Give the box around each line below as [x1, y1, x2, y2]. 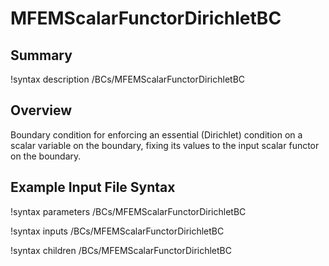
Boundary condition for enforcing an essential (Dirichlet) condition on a [10, 128, 303, 141]
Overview [10, 102, 73, 119]
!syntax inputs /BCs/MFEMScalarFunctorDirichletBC [10, 225, 225, 237]
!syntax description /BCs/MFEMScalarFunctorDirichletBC [10, 73, 246, 85]
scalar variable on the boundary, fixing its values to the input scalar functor [10, 139, 320, 151]
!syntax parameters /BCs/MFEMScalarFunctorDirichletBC [10, 205, 247, 217]
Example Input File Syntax [10, 179, 176, 196]
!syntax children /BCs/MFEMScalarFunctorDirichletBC [10, 244, 232, 256]
